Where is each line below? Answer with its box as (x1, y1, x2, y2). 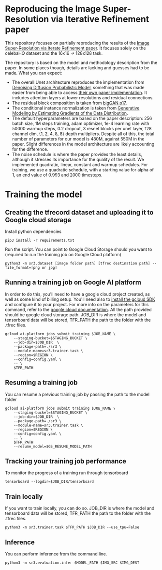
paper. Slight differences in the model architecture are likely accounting (12, 141, 155, 147)
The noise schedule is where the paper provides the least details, (12, 151, 143, 157)
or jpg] (42, 265, 57, 270)
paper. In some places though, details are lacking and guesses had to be (5, 64, 150, 71)
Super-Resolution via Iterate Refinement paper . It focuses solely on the (5, 45, 146, 51)
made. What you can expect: (5, 70, 62, 76)
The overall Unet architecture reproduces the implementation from (12, 79, 145, 85)
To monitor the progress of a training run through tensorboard (5, 470, 128, 476)
